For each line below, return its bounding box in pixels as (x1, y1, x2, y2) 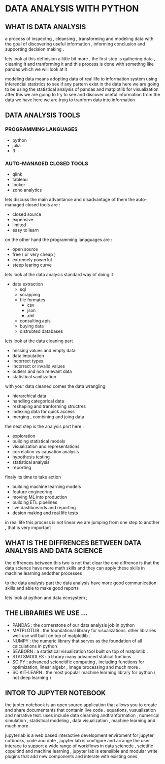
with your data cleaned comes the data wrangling (5, 383, 106, 389)
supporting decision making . (5, 46, 64, 52)
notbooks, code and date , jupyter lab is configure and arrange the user (5, 738, 150, 744)
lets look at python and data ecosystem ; (5, 595, 88, 601)
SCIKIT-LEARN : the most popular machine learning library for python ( (12, 669, 156, 675)
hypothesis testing (12, 454, 50, 460)
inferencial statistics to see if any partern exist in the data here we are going (5, 81, 159, 87)
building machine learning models (12, 483, 81, 489)
